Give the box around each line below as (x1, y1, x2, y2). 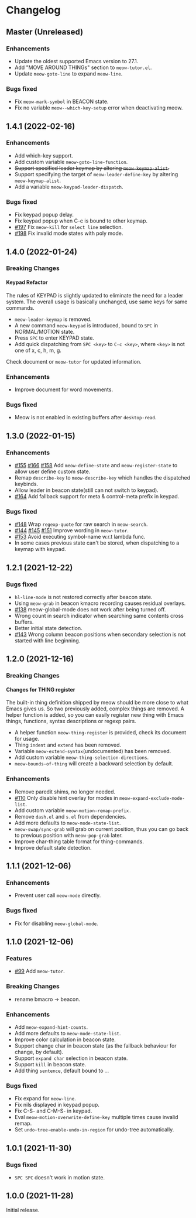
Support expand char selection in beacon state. (14, 1055, 128, 1062)
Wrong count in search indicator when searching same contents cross (14, 612, 184, 619)
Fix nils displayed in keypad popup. (14, 1101, 99, 1108)
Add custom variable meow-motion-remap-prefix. (14, 806, 132, 814)
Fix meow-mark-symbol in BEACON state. (14, 98, 109, 105)
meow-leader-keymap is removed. (14, 316, 92, 323)
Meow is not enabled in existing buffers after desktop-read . (14, 414, 157, 421)
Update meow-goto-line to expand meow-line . (14, 70, 123, 77)
